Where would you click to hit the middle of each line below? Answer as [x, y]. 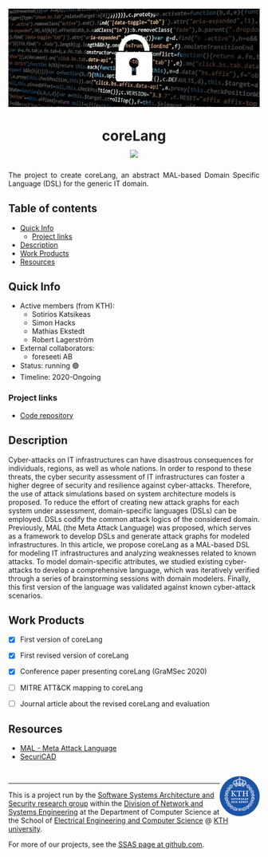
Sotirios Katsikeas [61, 314]
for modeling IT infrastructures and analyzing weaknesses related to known [132, 553]
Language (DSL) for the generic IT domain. [79, 184]
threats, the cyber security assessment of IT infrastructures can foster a [127, 476]
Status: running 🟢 [49, 365]
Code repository [47, 415]
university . [25, 829]
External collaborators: [57, 348]
